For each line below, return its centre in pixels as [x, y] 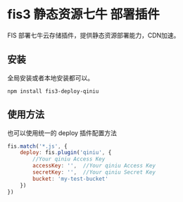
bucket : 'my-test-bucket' [71, 179]
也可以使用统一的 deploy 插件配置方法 [62, 133]
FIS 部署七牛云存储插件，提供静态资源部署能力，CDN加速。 [94, 35]
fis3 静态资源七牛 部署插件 [83, 14]
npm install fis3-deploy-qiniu [53, 91]
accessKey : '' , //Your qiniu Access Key [94, 166]
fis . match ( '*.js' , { [38, 146]
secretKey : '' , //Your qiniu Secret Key [94, 172]
